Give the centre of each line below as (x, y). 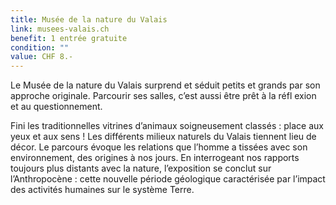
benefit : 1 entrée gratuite (69, 38)
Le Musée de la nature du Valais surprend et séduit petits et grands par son (165, 85)
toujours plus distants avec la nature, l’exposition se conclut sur (141, 168)
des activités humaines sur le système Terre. (102, 190)
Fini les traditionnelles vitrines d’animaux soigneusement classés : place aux (167, 126)
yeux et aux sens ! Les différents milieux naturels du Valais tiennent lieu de (163, 137)
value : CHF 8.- (42, 57)
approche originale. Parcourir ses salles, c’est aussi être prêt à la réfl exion (163, 96)
